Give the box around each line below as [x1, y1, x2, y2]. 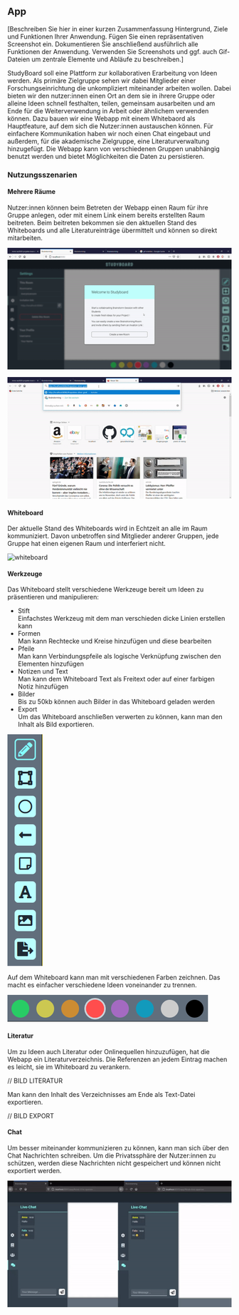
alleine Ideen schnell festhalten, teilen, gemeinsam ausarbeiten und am [7, 99, 216, 108]
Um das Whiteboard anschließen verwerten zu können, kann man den [17, 713, 223, 721]
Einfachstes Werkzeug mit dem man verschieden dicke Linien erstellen [17, 614, 225, 623]
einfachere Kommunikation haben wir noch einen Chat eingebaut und [7, 129, 211, 138]
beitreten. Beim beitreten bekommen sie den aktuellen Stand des [7, 218, 197, 227]
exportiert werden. [7, 1166, 62, 1175]
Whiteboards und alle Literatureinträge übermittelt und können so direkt [7, 226, 218, 234]
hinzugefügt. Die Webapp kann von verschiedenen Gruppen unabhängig [7, 144, 221, 153]
